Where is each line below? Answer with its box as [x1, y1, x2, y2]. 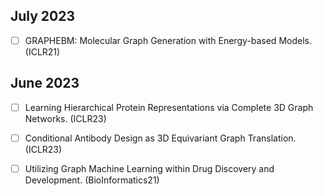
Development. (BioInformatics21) [24, 174, 160, 186]
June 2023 [10, 75, 80, 92]
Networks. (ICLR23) [24, 112, 107, 124]
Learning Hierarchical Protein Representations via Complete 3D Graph [24, 101, 314, 113]
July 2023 [10, 8, 76, 25]
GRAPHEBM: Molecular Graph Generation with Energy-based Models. [24, 34, 312, 46]
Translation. [247, 132, 297, 144]
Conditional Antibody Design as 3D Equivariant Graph [24, 132, 246, 144]
